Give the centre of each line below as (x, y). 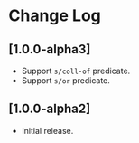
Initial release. (47, 130)
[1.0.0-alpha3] (50, 49)
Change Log (55, 16)
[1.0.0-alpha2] (50, 109)
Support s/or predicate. (65, 81)
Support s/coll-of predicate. (76, 71)
